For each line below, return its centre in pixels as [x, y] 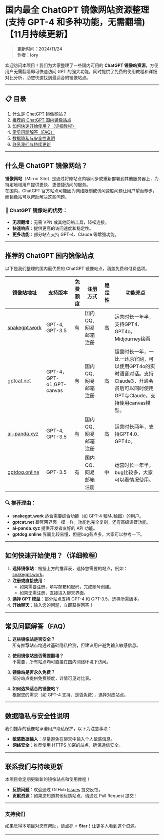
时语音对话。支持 [134, 373]
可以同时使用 [139, 388]
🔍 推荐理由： [21, 503]
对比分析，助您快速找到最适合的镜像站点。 [48, 77]
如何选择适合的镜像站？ [36, 688]
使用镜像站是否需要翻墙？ [38, 656]
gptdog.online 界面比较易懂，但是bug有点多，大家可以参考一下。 [78, 534]
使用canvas [133, 403]
